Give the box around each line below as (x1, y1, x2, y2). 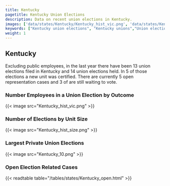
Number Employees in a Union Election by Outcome (5, 91, 135, 98)
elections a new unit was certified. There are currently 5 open (5, 74, 134, 80)
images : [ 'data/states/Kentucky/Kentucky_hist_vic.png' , (5, 21, 128, 27)
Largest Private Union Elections (5, 140, 84, 147)
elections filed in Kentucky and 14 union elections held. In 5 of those (5, 68, 147, 74)
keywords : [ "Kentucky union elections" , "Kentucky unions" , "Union (5, 26, 148, 31)
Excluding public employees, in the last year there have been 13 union (5, 63, 151, 69)
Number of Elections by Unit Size (5, 115, 88, 122)
